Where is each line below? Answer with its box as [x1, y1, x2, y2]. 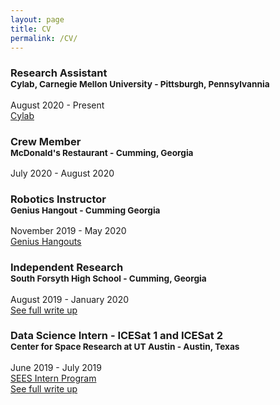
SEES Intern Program [10, 372, 97, 384]
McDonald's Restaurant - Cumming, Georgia [10, 147, 194, 158]
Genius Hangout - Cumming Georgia [10, 204, 161, 216]
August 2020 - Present [10, 99, 105, 111]
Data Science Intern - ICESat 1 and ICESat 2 [10, 329, 223, 343]
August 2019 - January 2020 [10, 293, 130, 305]
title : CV [10, 24, 52, 34]
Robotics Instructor [10, 192, 107, 206]
